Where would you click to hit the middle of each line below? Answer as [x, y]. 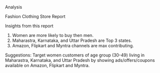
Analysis [14, 7]
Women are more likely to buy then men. [53, 35]
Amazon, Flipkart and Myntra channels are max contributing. [73, 46]
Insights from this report [29, 26]
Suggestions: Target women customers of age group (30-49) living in [75, 55]
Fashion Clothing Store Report [35, 16]
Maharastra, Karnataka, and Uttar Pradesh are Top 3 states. [72, 40]
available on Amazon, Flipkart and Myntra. [47, 65]
